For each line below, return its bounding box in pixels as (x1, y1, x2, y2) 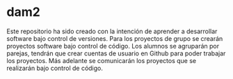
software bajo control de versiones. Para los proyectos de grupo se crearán (6, 34, 223, 42)
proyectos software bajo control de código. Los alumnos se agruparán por (6, 42, 220, 50)
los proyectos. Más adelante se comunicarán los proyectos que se (6, 56, 196, 64)
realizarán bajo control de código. (6, 64, 104, 72)
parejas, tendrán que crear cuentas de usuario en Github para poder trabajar (6, 49, 226, 58)
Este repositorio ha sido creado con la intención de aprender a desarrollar (6, 27, 218, 35)
